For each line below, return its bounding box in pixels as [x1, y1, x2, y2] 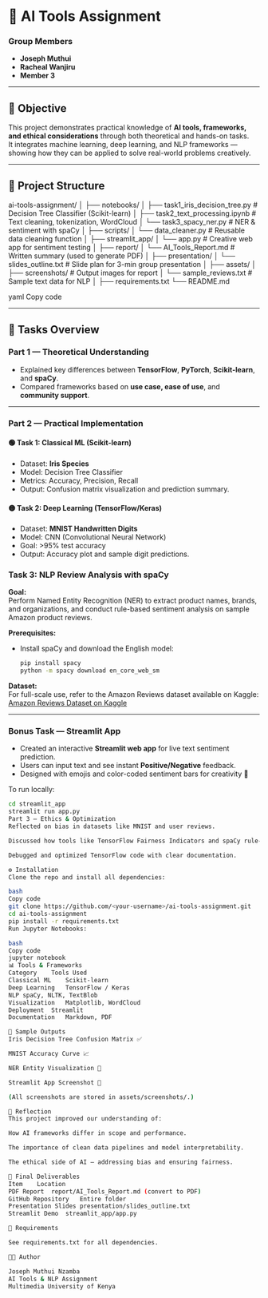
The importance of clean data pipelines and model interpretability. [8, 1144, 245, 1152]
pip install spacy [19, 659, 81, 667]
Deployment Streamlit [8, 1006, 84, 1014]
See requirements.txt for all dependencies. [8, 1239, 159, 1247]
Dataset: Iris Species [19, 459, 89, 468]
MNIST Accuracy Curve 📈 [8, 1050, 90, 1058]
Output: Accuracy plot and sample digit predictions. [19, 549, 190, 559]
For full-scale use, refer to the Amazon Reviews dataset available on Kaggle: [8, 690, 259, 699]
